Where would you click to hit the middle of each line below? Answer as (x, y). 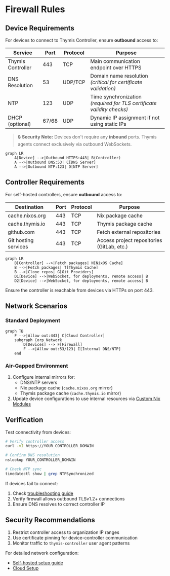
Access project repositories (130, 240)
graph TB (14, 331)
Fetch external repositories (129, 232)
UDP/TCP (74, 82)
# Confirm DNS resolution (32, 455)
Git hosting (21, 240)
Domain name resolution (119, 76)
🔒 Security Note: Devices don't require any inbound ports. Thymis (87, 137)
